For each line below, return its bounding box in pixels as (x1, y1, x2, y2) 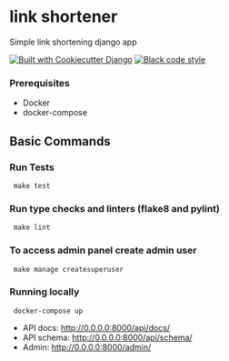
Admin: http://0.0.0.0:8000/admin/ (22, 341, 152, 352)
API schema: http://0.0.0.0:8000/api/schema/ (22, 332, 193, 343)
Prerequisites (9, 76, 70, 89)
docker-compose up (13, 306, 84, 316)
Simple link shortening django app (9, 36, 138, 47)
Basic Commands (9, 134, 111, 149)
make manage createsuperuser (13, 265, 124, 274)
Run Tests (9, 161, 55, 174)
